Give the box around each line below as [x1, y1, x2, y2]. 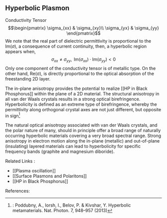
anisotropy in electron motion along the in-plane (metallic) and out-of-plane [5, 138, 160, 144]
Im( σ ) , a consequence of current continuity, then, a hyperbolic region [5, 43, 147, 49]
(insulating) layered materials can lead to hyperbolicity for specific [5, 144, 141, 149]
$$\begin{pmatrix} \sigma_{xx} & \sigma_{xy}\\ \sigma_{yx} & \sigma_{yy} [7, 25, 160, 31]
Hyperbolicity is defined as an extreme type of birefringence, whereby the [5, 101, 158, 107]
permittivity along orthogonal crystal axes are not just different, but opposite [5, 106, 162, 112]
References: [5, 188, 30, 194]
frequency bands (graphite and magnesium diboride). [5, 148, 115, 154]
